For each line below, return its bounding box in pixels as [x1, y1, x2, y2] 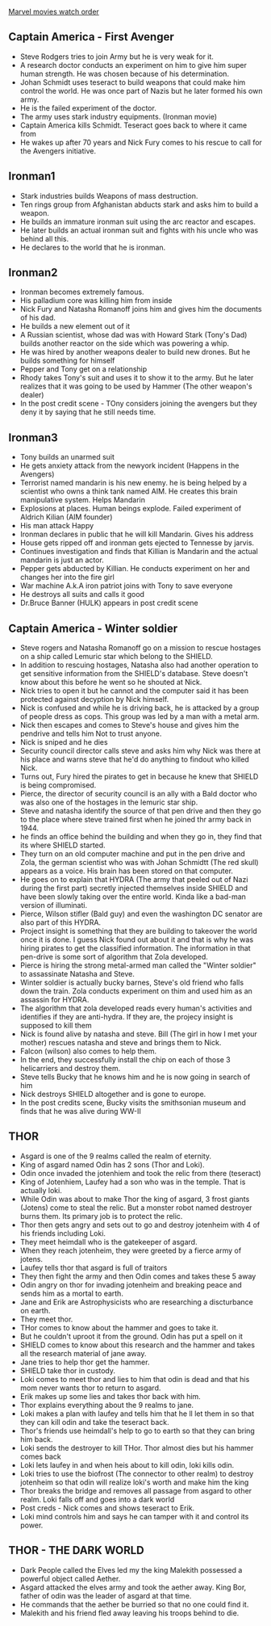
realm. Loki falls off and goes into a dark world [19, 1494, 175, 1504]
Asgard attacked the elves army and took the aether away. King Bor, [19, 1582, 247, 1592]
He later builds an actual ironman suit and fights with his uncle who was [19, 225, 259, 235]
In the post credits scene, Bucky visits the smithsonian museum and [19, 1098, 246, 1107]
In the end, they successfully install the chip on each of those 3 [19, 1055, 231, 1065]
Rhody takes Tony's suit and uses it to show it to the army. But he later [19, 373, 254, 383]
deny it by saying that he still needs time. [19, 407, 156, 417]
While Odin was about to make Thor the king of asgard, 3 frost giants [19, 1194, 250, 1204]
